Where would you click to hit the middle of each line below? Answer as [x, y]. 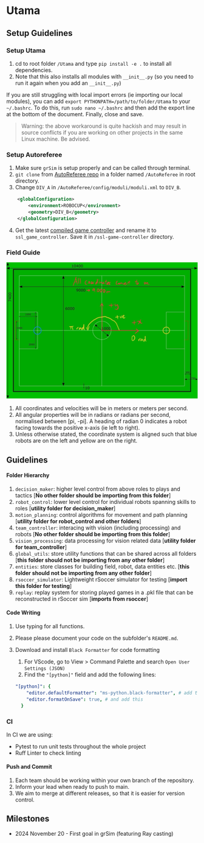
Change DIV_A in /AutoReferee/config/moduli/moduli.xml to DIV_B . [98, 187]
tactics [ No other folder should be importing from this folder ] [93, 495]
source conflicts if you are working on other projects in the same [102, 132]
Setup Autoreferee [34, 155]
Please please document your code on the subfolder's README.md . [97, 638]
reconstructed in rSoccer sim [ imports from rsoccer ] [82, 599]
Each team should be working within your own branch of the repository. [104, 780]
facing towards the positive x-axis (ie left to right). [77, 428]
